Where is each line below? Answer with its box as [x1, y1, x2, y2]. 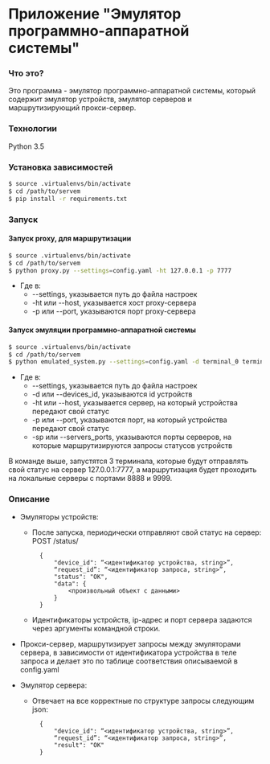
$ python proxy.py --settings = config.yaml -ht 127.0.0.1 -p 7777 [8, 266, 231, 274]
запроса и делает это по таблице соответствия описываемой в [19, 656, 239, 666]
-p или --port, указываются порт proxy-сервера [31, 306, 197, 316]
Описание [8, 494, 51, 505]
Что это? [8, 68, 44, 79]
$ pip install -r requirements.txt [8, 195, 128, 203]
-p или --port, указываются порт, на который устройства [31, 415, 227, 425]
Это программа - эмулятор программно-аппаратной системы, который [8, 86, 256, 96]
